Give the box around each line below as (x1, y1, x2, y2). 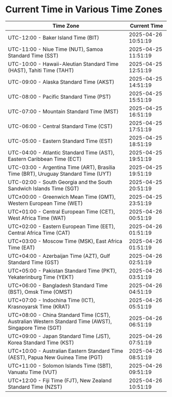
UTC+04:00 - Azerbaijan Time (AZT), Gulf (8, 252, 110, 259)
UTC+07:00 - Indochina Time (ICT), (8, 296, 95, 304)
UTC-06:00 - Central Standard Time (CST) (8, 122, 113, 129)
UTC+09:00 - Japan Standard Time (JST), (8, 332, 111, 339)
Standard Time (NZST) (8, 383, 62, 390)
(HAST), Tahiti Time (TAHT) (8, 67, 74, 74)
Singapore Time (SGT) (8, 324, 62, 331)
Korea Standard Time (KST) (8, 339, 74, 346)
